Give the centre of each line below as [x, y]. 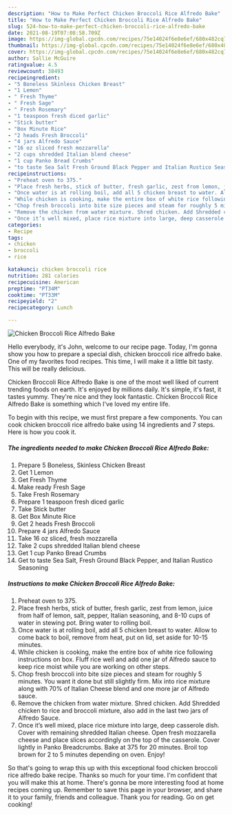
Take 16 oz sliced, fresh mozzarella [67, 538]
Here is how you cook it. [42, 432]
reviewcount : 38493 [36, 71]
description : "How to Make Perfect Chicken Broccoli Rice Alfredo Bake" [114, 13]
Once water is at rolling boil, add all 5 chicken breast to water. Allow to [117, 630]
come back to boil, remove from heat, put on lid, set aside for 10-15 [113, 637]
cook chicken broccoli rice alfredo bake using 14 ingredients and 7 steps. [112, 425]
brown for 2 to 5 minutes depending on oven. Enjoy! [91, 754]
